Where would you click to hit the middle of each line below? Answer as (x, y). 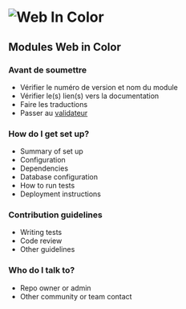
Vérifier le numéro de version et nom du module (99, 87)
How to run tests (47, 186)
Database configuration (59, 177)
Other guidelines (47, 249)
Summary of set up (52, 151)
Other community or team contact (76, 296)
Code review (41, 241)
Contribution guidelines (55, 215)
